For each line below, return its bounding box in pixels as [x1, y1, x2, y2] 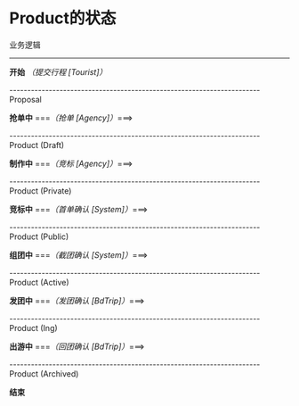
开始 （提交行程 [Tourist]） [9, 66, 108, 77]
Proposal [9, 94, 42, 104]
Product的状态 [9, 8, 117, 29]
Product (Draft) [9, 139, 65, 150]
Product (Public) [9, 231, 69, 242]
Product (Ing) [9, 322, 58, 333]
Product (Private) [9, 185, 72, 196]
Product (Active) [9, 277, 69, 287]
